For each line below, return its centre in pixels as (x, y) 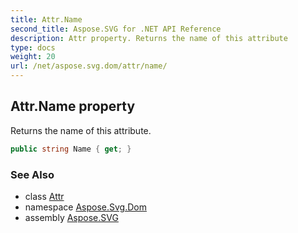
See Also (32, 174)
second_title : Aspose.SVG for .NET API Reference (116, 29)
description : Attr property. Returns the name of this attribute (149, 38)
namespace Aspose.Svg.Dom (85, 207)
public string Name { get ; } (71, 149)
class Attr (44, 196)
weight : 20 (33, 57)
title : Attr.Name (46, 19)
